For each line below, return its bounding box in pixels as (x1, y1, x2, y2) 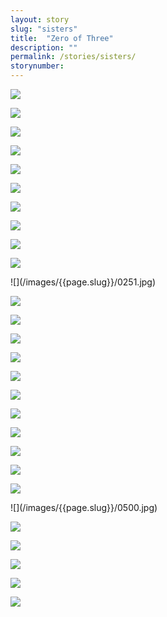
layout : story (10, 14, 70, 25)
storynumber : (10, 61, 65, 71)
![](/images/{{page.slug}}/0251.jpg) (10, 276, 157, 288)
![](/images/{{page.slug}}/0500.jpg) (10, 502, 158, 513)
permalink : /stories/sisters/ (10, 52, 137, 62)
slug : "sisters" (10, 24, 78, 34)
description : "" (10, 42, 78, 53)
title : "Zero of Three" (10, 33, 114, 43)
